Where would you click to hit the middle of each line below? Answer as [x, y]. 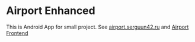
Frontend [17, 33]
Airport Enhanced [51, 11]
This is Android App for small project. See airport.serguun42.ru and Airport [97, 27]
